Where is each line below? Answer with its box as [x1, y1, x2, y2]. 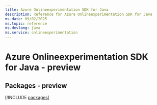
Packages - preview [5, 81, 67, 90]
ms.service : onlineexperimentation [5, 30, 78, 35]
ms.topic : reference [5, 21, 48, 26]
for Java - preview [5, 62, 81, 73]
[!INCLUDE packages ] [5, 95, 50, 100]
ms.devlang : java [5, 26, 41, 31]
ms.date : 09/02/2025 [5, 16, 48, 21]
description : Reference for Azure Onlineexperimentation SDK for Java [5, 12, 153, 17]
